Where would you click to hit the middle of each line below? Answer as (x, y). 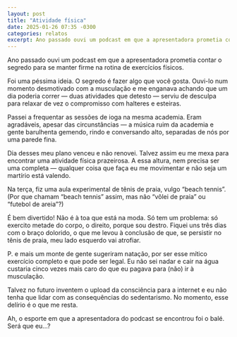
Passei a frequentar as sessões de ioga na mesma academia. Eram (105, 117)
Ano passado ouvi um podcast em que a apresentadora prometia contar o (115, 60)
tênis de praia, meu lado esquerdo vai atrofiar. (74, 241)
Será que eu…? (29, 326)
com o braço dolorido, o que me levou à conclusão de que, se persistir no (115, 233)
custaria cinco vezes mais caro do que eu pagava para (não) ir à (101, 269)
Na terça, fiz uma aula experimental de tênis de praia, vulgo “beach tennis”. (117, 189)
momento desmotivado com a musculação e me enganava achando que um (117, 89)
